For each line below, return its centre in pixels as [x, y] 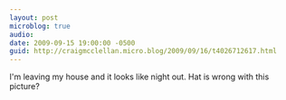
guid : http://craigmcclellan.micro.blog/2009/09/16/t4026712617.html [143, 51]
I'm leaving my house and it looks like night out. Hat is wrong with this [139, 77]
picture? [25, 86]
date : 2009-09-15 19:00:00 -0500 [72, 43]
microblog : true [40, 26]
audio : [22, 34]
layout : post [34, 18]
